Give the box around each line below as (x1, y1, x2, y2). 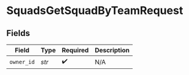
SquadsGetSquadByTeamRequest (6, 4, 183, 18)
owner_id (9, 59, 35, 65)
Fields (6, 28, 31, 38)
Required (61, 46, 89, 54)
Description (94, 46, 130, 54)
